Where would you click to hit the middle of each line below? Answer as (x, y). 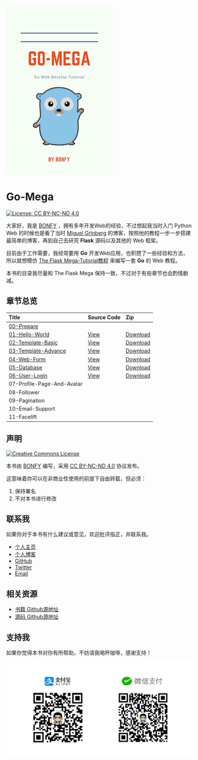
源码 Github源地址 (37, 617)
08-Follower (24, 392)
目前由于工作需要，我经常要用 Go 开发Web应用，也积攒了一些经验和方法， (97, 253)
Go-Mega (30, 197)
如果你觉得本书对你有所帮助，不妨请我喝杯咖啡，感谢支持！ (79, 653)
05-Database (25, 367)
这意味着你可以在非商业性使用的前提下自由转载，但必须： (76, 478)
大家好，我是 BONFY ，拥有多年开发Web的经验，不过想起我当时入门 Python (99, 225)
